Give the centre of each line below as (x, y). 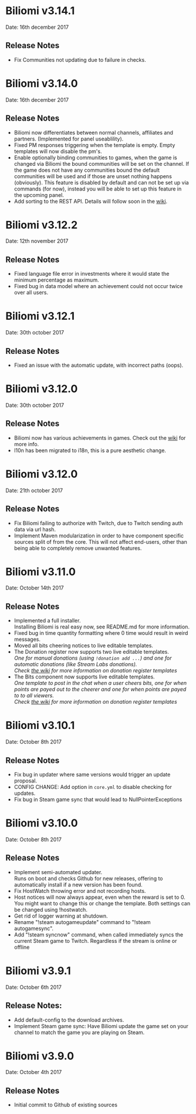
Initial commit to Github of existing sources (66, 1105)
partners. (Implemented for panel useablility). (69, 139)
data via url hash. (35, 529)
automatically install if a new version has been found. (78, 884)
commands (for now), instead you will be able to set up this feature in (98, 189)
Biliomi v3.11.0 (40, 572)
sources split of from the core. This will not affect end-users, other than (100, 541)
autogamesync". (34, 928)
